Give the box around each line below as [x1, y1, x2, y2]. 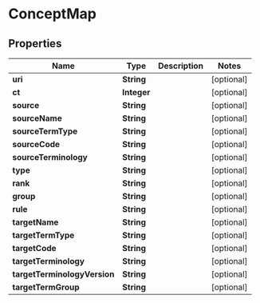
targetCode [12, 243, 57, 253]
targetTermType [12, 229, 75, 241]
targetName [12, 217, 59, 228]
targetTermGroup [12, 281, 80, 293]
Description [158, 61, 203, 71]
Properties [8, 37, 62, 50]
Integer [122, 87, 151, 98]
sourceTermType [12, 126, 78, 137]
